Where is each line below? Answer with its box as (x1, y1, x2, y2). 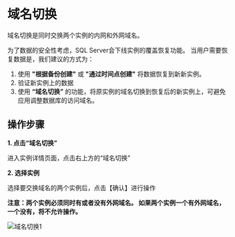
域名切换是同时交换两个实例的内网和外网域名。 (7, 31, 143, 39)
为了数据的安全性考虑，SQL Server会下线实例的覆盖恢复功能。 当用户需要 (7, 46, 222, 54)
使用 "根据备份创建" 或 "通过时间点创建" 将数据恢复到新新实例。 (17, 70, 206, 78)
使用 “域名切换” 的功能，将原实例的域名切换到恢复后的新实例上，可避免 (17, 87, 226, 96)
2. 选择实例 (7, 168, 40, 177)
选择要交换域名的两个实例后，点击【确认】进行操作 (7, 184, 156, 192)
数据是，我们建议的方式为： (13, 54, 94, 63)
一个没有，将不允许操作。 (7, 207, 82, 215)
